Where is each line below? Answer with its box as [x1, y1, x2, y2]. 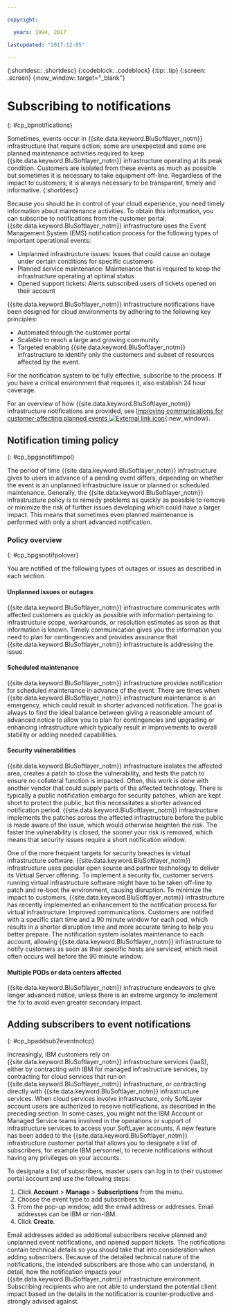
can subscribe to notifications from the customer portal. [7, 215, 167, 223]
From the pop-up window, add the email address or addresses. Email [17, 1202, 214, 1211]
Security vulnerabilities [7, 746, 76, 755]
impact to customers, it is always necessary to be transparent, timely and [7, 178, 216, 187]
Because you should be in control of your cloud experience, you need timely [7, 199, 225, 208]
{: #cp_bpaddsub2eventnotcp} [7, 1037, 95, 1045]
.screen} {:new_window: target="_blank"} [7, 74, 126, 82]
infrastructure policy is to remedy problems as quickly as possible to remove [7, 496, 225, 504]
